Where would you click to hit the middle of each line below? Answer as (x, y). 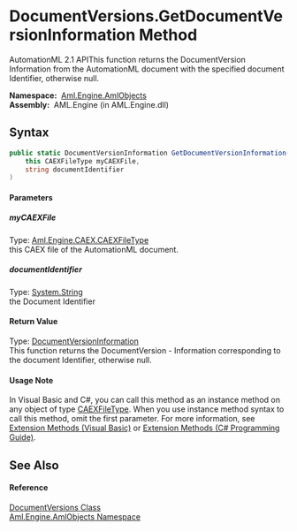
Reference (29, 488)
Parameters (31, 197)
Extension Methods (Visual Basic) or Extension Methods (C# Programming (145, 428)
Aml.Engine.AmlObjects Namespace (75, 516)
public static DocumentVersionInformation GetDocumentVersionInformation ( (150, 153)
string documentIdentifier (75, 170)
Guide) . (23, 437)
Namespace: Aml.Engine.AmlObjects (78, 95)
